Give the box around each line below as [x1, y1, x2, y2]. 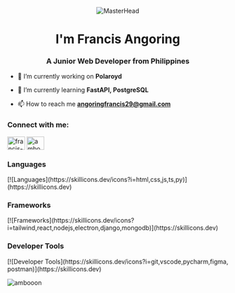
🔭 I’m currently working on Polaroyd [17, 72, 123, 81]
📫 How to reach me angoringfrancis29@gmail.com [17, 100, 171, 108]
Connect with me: [7, 120, 69, 130]
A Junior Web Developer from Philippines [46, 56, 190, 66]
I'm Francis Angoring [55, 32, 180, 47]
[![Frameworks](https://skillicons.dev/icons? [7, 216, 135, 225]
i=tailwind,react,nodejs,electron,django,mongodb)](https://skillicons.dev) [7, 223, 219, 232]
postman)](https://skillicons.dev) [7, 264, 102, 273]
